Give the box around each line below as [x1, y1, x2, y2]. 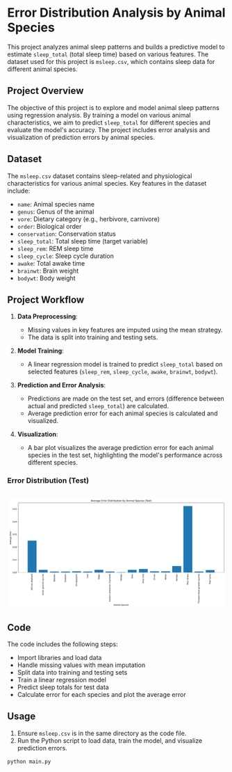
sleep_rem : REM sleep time [17, 244, 94, 252]
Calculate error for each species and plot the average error [17, 691, 186, 698]
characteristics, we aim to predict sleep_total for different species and [7, 118, 210, 127]
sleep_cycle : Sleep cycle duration [17, 252, 115, 260]
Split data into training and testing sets [17, 668, 128, 676]
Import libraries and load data [17, 654, 102, 661]
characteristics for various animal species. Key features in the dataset [7, 179, 207, 187]
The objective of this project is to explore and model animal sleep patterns [7, 103, 220, 112]
